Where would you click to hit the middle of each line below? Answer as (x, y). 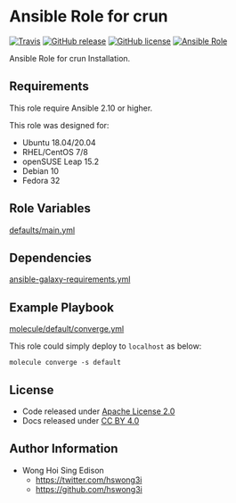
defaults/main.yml (42, 230)
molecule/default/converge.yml (67, 329)
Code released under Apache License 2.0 (98, 411)
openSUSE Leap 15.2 (61, 161)
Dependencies (50, 257)
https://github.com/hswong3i (89, 489)
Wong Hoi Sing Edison (63, 470)
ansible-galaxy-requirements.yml (70, 279)
